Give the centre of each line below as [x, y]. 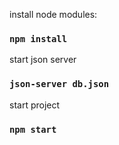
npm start [33, 129]
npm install [38, 38]
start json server [43, 60]
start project [35, 105]
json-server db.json [59, 84]
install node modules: [53, 14]
